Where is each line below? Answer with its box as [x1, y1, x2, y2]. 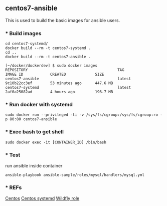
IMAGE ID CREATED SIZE [5, 72, 104, 77]
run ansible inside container [5, 163, 63, 168]
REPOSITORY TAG [5, 68, 124, 73]
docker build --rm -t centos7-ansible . [5, 55, 91, 60]
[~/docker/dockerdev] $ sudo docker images [5, 63, 98, 68]
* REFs [5, 184, 22, 191]
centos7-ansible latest [5, 76, 131, 82]
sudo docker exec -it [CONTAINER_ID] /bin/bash [5, 140, 107, 145]
